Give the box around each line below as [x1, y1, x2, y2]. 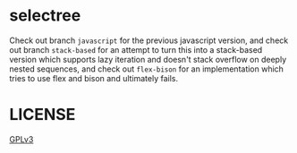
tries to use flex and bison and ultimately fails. [9, 72, 179, 83]
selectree [9, 5, 81, 26]
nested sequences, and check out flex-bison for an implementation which [9, 64, 284, 74]
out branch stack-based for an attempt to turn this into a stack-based [9, 44, 263, 55]
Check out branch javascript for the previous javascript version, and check [9, 35, 289, 46]
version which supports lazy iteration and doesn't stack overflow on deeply [9, 54, 287, 64]
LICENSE [9, 105, 76, 125]
